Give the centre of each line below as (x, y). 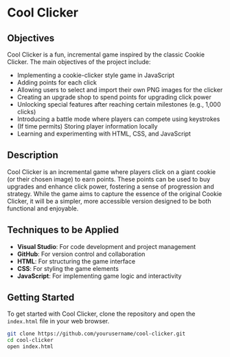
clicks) (26, 112)
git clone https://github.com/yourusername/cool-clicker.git (96, 334)
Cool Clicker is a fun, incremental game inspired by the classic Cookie (106, 54)
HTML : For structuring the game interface (76, 261)
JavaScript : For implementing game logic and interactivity (99, 276)
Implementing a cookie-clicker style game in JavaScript (96, 75)
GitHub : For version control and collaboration (81, 254)
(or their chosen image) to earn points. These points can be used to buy (109, 179)
